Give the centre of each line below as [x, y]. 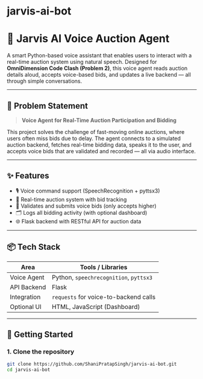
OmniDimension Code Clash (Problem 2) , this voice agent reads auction [97, 68]
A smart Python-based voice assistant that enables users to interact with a [99, 56]
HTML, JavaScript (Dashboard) [96, 307]
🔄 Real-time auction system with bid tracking [71, 199]
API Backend [28, 287]
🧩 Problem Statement [48, 106]
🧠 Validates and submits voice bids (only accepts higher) [86, 206]
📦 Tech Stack [34, 247]
